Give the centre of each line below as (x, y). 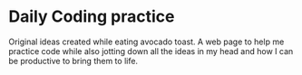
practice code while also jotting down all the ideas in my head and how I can (151, 51)
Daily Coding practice (92, 17)
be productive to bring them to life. (73, 61)
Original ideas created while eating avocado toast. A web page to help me (146, 42)
